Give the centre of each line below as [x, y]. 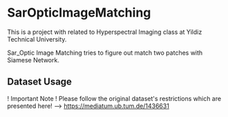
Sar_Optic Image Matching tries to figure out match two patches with [105, 53]
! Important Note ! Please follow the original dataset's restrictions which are [114, 98]
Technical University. [37, 39]
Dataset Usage [40, 82]
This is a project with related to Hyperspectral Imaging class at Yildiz [105, 32]
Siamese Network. [34, 60]
